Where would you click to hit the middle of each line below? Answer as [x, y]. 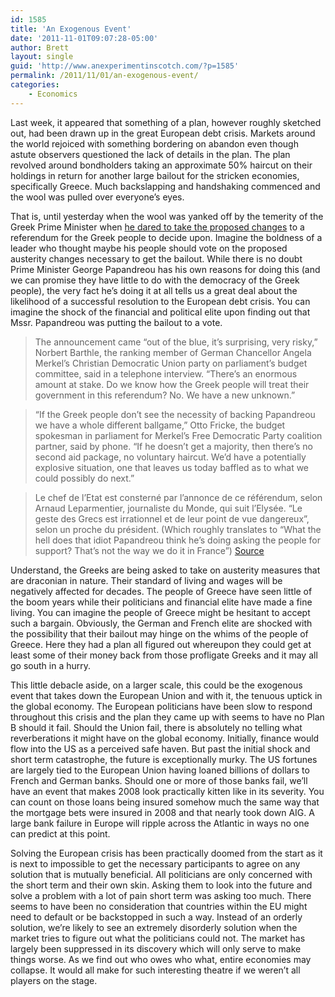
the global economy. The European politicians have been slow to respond [161, 706]
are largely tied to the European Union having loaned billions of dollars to [160, 770]
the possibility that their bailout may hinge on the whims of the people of [159, 633]
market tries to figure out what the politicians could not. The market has [158, 938]
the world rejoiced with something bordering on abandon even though [154, 143]
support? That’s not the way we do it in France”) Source [149, 550]
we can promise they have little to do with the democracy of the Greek [155, 280]
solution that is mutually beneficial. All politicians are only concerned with [161, 874]
